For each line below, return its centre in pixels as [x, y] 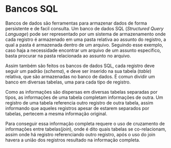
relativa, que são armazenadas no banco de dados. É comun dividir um [80, 76]
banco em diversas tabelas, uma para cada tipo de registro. [68, 82]
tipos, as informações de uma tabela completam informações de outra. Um [84, 97]
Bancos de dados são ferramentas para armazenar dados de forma [76, 23]
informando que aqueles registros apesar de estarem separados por [77, 108]
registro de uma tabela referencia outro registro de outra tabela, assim [79, 102]
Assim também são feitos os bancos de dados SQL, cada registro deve [80, 66]
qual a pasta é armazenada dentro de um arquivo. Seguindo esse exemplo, [84, 45]
